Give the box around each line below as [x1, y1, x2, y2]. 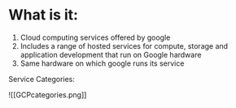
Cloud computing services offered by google [20, 32, 171, 42]
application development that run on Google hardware [20, 50, 202, 59]
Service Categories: [8, 74, 76, 84]
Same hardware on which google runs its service [20, 58, 185, 68]
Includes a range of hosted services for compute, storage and [20, 41, 229, 50]
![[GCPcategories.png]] [8, 89, 87, 99]
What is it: [8, 6, 79, 24]
